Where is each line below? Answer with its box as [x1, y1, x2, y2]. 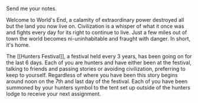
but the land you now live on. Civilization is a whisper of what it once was [6, 23, 184, 29]
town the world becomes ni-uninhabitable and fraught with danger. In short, [6, 35, 191, 42]
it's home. [6, 41, 31, 48]
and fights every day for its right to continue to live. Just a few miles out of [6, 29, 187, 36]
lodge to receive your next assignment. [6, 91, 102, 97]
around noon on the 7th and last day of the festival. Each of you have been [6, 78, 188, 85]
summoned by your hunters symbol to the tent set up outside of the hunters [6, 84, 191, 91]
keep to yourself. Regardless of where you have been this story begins [6, 72, 178, 78]
